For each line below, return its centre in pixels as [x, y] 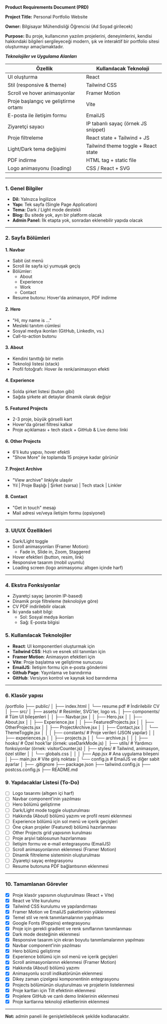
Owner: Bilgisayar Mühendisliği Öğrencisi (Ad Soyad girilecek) [69, 26]
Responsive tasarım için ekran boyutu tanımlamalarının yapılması [79, 940]
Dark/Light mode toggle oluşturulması [51, 810]
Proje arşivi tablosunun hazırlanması [49, 838]
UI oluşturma [23, 77]
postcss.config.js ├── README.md [42, 769]
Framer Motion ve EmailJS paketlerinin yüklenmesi [64, 912]
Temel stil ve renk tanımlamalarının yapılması [58, 917]
